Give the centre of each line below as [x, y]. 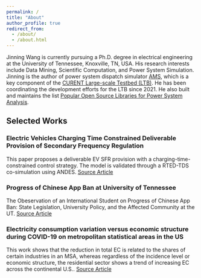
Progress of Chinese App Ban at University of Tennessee [91, 187]
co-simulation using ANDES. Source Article [60, 172]
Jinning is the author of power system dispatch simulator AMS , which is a [97, 76]
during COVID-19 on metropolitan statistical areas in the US [95, 236]
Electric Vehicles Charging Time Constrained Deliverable [91, 138]
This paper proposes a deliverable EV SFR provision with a [79, 159]
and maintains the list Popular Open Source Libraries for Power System [94, 95]
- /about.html [29, 40]
